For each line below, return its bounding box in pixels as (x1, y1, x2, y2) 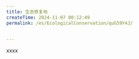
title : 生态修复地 (6, 8, 48, 15)
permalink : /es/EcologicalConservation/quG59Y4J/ (6, 20, 134, 26)
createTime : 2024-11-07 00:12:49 (6, 14, 90, 20)
